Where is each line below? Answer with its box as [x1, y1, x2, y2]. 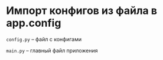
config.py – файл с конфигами [6, 36, 81, 43]
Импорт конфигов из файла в [6, 4, 158, 17]
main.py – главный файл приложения [6, 47, 99, 54]
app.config [6, 16, 61, 30]
